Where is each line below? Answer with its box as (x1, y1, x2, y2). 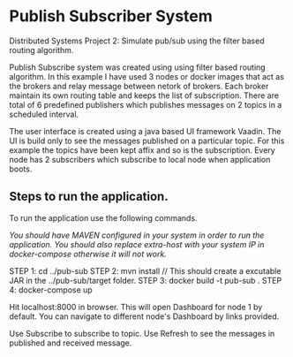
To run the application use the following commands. (9, 212, 198, 223)
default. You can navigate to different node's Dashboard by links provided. (9, 311, 280, 322)
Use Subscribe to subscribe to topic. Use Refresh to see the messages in (9, 328, 275, 338)
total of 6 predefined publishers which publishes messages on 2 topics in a (9, 99, 282, 110)
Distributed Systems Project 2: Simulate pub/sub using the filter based (9, 35, 265, 46)
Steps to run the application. (9, 189, 169, 204)
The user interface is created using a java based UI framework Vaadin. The (9, 125, 282, 136)
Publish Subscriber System (9, 6, 214, 27)
